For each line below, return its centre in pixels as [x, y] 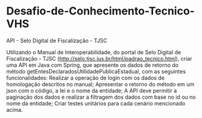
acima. [15, 110]
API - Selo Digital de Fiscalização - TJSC [57, 40]
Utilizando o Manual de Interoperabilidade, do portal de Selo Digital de [94, 52]
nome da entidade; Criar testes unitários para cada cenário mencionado [96, 103]
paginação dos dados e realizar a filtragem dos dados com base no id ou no [101, 97]
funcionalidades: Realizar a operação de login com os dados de [86, 78]
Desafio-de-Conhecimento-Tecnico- [101, 11]
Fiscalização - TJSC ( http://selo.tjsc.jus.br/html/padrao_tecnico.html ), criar [99, 58]
